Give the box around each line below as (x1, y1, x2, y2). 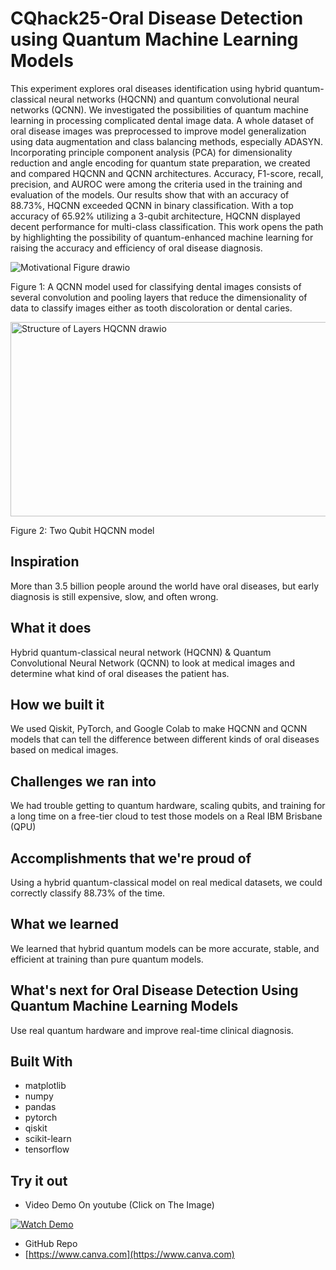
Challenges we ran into (10, 773, 157, 790)
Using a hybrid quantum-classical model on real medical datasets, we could (10, 877, 323, 888)
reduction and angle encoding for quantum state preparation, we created (10, 157, 311, 169)
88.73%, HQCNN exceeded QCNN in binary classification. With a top (10, 199, 294, 211)
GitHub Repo (24, 1238, 78, 1250)
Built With (10, 1053, 73, 1071)
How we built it (10, 696, 105, 713)
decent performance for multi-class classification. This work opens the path (10, 220, 324, 232)
